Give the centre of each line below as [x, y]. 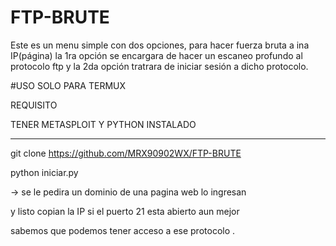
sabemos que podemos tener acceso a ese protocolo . [123, 230]
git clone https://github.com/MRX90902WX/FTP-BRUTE [126, 153]
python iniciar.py [44, 172]
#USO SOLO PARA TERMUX [68, 85]
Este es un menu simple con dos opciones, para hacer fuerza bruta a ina [160, 45]
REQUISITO [34, 105]
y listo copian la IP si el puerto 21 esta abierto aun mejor [125, 211]
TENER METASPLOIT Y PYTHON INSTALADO [103, 124]
